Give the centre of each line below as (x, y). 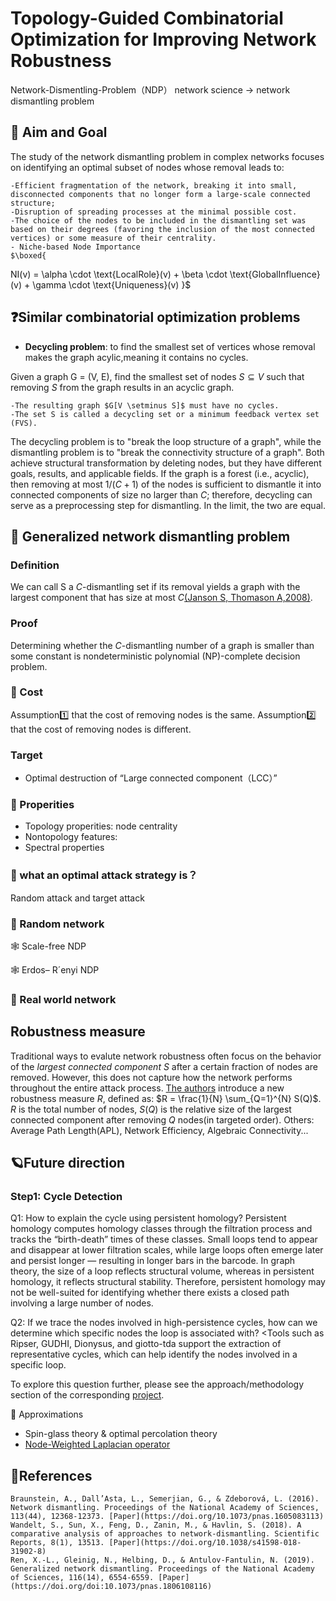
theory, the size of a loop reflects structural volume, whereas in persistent (162, 1271)
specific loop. (38, 1365)
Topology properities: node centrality (101, 826)
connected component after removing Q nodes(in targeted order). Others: (162, 1119)
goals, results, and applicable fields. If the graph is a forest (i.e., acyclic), (160, 473)
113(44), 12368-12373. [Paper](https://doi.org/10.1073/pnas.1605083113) (167, 1517)
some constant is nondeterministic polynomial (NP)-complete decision (155, 656)
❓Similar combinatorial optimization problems (155, 317)
